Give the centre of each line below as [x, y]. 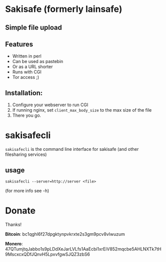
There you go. [27, 116]
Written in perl [27, 56]
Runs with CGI [27, 72]
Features [19, 44]
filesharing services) [26, 154]
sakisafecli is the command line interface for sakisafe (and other [72, 149]
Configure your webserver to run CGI [50, 105]
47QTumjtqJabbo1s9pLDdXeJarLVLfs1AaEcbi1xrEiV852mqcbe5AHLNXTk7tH [83, 249]
